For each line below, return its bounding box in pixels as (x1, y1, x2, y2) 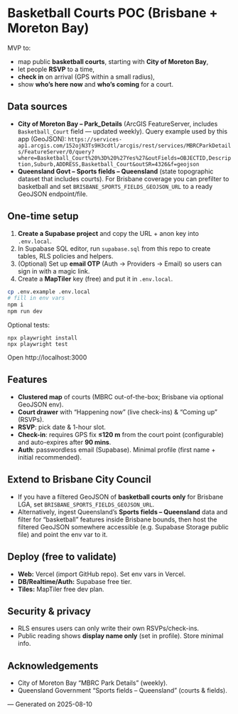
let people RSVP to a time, (17, 65, 94, 73)
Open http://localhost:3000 (7, 353, 87, 362)
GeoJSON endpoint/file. (17, 190, 88, 198)
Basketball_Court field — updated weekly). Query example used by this (17, 126, 228, 136)
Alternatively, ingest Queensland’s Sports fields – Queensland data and (17, 507, 228, 516)
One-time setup (7, 210, 79, 222)
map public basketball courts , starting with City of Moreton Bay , (17, 57, 209, 65)
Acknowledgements (7, 659, 99, 672)
